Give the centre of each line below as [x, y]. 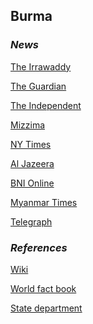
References [39, 247]
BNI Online [32, 183]
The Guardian [38, 86]
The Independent [46, 105]
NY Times [31, 144]
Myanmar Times [44, 202]
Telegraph [31, 221]
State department [46, 308]
